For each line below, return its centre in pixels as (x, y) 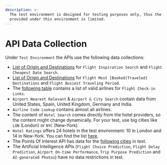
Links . (19, 94)
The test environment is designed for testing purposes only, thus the (86, 14)
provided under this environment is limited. (58, 19)
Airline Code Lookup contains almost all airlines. (62, 110)
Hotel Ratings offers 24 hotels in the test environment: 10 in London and (87, 131)
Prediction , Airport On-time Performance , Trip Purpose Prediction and (86, 152)
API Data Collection (46, 44)
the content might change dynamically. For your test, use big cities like (85, 120)
